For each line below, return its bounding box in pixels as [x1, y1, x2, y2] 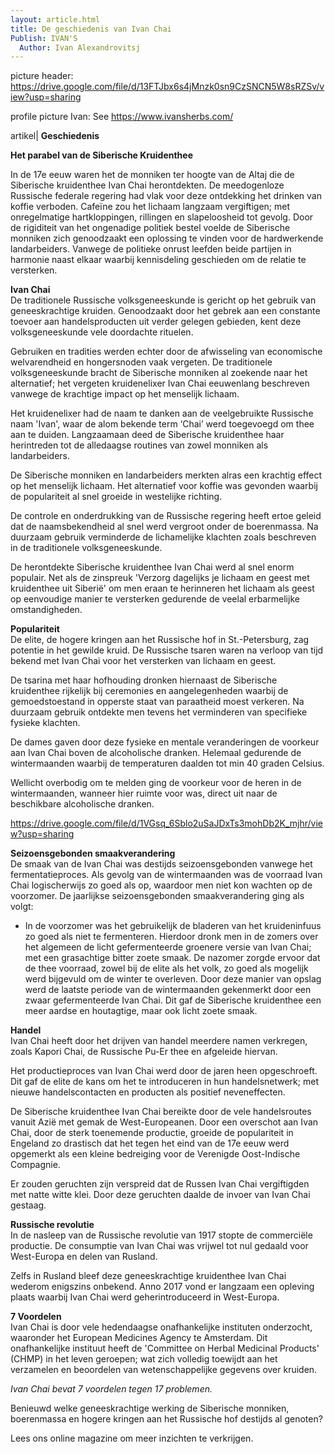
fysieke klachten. [10, 717, 81, 729]
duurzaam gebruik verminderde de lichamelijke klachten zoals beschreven [10, 531, 317, 543]
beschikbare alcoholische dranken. [10, 798, 155, 810]
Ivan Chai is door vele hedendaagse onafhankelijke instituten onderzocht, [10, 1321, 313, 1333]
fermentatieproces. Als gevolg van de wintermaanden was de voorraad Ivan [10, 869, 323, 881]
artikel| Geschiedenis [10, 130, 100, 142]
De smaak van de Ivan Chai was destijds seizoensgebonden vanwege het [10, 858, 313, 870]
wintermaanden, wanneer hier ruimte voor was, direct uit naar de [10, 787, 278, 800]
